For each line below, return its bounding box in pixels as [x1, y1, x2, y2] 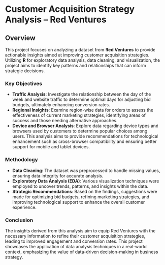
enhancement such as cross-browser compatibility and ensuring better [12, 138, 157, 144]
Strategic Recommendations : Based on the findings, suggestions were [12, 188, 158, 194]
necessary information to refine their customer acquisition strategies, [5, 233, 145, 239]
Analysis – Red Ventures [5, 14, 107, 25]
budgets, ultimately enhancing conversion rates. [12, 102, 110, 108]
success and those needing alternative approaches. [12, 118, 118, 124]
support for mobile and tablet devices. [12, 144, 90, 150]
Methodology [5, 156, 38, 163]
